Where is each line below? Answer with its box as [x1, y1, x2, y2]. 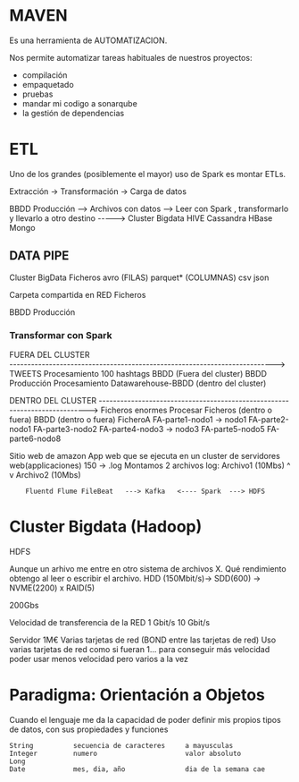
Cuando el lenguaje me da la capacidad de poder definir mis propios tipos [9, 714, 281, 725]
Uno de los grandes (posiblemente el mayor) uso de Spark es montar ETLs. [9, 168, 287, 179]
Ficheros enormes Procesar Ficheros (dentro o [100, 404, 272, 415]
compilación [21, 69, 68, 81]
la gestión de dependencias [21, 107, 125, 118]
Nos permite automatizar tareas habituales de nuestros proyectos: [9, 52, 253, 63]
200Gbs [9, 599, 39, 610]
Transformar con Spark [9, 328, 113, 341]
